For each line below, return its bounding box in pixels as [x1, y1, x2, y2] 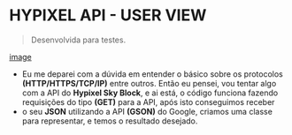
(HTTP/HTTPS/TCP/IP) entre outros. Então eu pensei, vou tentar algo [21, 78, 277, 88]
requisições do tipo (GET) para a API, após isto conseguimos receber [21, 96, 275, 107]
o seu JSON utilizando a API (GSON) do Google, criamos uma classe [21, 106, 273, 116]
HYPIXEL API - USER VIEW [9, 5, 207, 26]
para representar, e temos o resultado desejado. [21, 116, 198, 126]
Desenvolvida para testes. [30, 34, 127, 45]
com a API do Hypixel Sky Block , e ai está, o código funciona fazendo [21, 87, 279, 98]
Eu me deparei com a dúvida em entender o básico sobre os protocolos [21, 68, 283, 79]
